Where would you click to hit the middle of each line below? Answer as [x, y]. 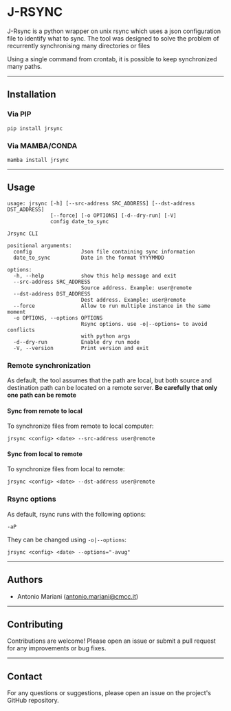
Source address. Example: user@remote [136, 288]
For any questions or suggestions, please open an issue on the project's [109, 693]
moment [16, 312]
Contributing [35, 624]
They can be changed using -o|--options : [67, 539]
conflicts [21, 330]
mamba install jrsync [38, 160]
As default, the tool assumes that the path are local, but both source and [109, 380]
